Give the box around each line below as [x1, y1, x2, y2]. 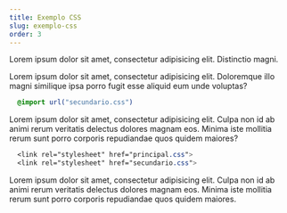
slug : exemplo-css [9, 21, 78, 30]
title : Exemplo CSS [9, 12, 82, 22]
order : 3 [9, 29, 42, 38]
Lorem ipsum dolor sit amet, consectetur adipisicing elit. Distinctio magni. [9, 54, 279, 65]
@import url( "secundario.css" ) [17, 98, 134, 107]
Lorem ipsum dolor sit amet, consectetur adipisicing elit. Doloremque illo [9, 71, 275, 82]
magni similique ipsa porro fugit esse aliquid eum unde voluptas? [9, 81, 248, 92]
